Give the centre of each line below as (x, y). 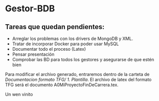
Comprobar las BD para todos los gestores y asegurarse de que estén (83, 59)
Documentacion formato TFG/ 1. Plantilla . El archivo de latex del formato (78, 80)
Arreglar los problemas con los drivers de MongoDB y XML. (73, 38)
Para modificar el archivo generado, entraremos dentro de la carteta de (77, 74)
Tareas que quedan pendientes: (55, 27)
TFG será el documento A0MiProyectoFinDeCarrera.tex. (62, 85)
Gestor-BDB (30, 9)
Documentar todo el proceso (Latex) (49, 49)
